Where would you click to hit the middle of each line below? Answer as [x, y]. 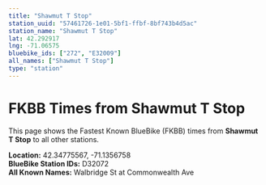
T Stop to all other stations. [54, 139]
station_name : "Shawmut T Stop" [63, 31]
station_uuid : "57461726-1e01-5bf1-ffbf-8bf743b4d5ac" [103, 23]
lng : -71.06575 [34, 46]
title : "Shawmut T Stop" [50, 16]
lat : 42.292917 [34, 38]
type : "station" [36, 69]
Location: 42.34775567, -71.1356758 [70, 155]
